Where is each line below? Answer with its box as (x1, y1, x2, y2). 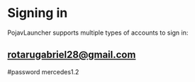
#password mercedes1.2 (7, 67, 79, 76)
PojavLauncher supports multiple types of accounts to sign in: (7, 28, 189, 37)
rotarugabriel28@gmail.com (7, 49, 136, 61)
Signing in (7, 5, 68, 21)
